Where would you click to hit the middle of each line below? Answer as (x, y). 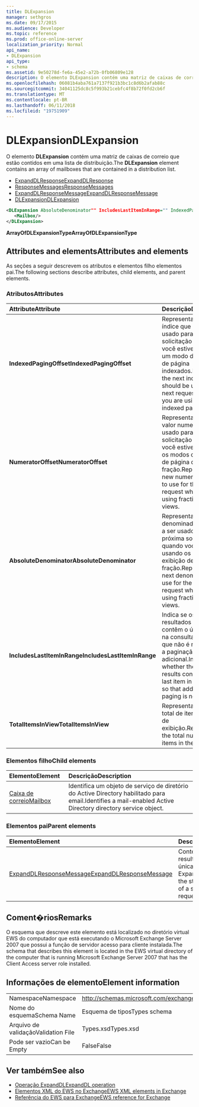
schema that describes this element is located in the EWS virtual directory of (99, 951)
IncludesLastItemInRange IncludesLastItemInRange (83, 656)
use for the (177, 583)
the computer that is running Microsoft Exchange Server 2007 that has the (97, 958)
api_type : (18, 61)
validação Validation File (42, 1032)
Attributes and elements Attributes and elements (97, 252)
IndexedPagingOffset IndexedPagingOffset (70, 363)
